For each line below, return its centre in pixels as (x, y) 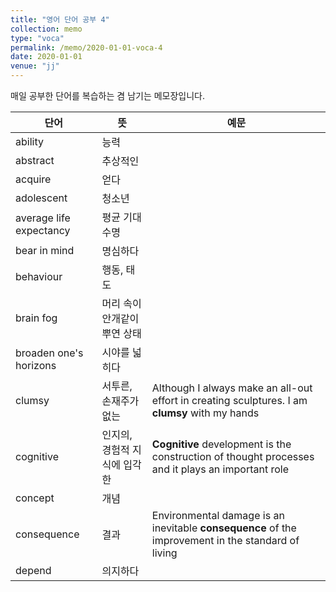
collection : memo (46, 29)
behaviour (39, 276)
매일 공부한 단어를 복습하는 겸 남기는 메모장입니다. (108, 95)
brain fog (36, 318)
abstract (35, 160)
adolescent (41, 198)
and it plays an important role (220, 469)
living (164, 553)
